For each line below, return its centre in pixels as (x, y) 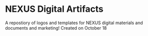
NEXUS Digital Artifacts (54, 9)
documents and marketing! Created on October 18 (56, 28)
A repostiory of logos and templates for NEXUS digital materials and (74, 23)
